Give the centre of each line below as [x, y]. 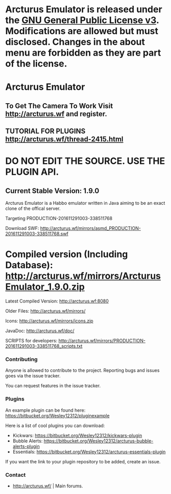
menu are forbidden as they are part [83, 53]
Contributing [21, 360]
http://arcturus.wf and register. [56, 114]
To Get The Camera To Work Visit [59, 106]
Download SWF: [22, 228]
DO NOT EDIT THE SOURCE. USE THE [85, 161]
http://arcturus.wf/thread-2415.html [64, 139]
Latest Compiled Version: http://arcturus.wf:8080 [57, 301]
